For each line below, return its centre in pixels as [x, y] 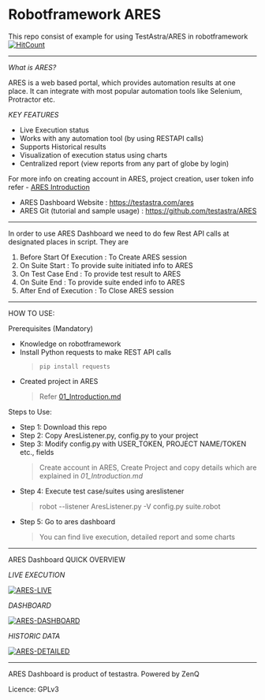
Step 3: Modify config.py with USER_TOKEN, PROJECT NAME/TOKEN [133, 444]
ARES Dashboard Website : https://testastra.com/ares [107, 202]
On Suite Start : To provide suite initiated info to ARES [106, 265]
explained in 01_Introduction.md [91, 475]
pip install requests [75, 367]
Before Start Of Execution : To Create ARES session [103, 257]
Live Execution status [54, 130]
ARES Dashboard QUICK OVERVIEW [67, 559]
